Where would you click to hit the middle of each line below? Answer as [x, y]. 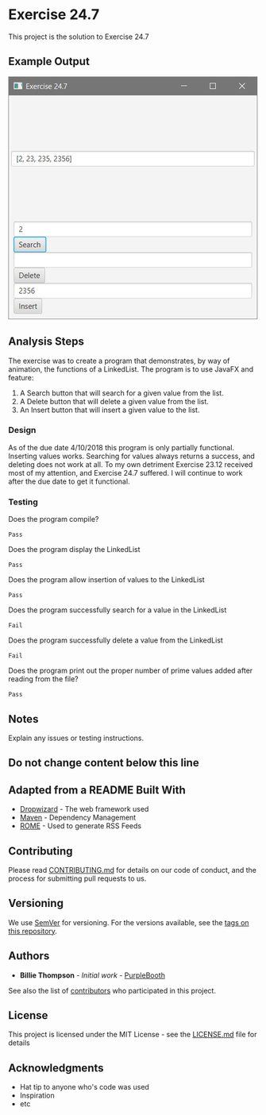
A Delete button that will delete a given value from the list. [114, 401]
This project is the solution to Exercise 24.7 [79, 37]
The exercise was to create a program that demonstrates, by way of [119, 361]
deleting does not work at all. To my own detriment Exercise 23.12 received [131, 464]
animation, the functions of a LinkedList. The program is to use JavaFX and [131, 369]
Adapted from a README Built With [97, 790]
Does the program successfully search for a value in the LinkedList [118, 610]
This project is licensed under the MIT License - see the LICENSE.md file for [133, 1035]
